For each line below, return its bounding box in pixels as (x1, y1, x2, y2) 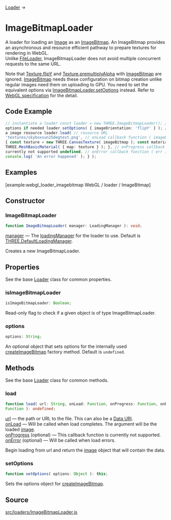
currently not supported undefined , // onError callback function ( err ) (5, 149, 167, 154)
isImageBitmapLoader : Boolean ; (5, 301, 72, 306)
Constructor (5, 196, 45, 205)
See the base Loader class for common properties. (5, 276, 112, 282)
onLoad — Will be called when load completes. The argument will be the (5, 421, 157, 427)
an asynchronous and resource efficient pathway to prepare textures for (5, 44, 157, 51)
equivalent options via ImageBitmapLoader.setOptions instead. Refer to (5, 87, 154, 93)
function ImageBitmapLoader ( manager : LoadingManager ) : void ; (5, 223, 142, 229)
